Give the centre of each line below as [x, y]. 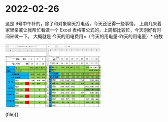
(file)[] [12, 114]
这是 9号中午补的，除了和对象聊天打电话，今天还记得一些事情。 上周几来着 [83, 23]
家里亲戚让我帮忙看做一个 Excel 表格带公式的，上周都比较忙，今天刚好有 [81, 30]
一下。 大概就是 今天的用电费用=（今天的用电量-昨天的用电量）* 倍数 [91, 36]
